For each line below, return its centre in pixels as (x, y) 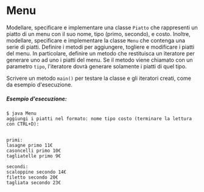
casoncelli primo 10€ (34, 151)
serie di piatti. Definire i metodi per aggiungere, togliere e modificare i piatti (100, 47)
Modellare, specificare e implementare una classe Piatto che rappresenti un (102, 27)
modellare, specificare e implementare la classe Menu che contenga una (96, 40)
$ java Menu (21, 113)
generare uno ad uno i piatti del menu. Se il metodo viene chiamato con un (100, 60)
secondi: (17, 166)
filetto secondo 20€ (33, 177)
